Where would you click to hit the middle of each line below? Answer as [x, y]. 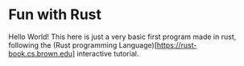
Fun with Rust [55, 15]
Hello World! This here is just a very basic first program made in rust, [122, 37]
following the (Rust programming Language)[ [83, 45]
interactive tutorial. [108, 53]
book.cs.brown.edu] [42, 53]
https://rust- [177, 45]
